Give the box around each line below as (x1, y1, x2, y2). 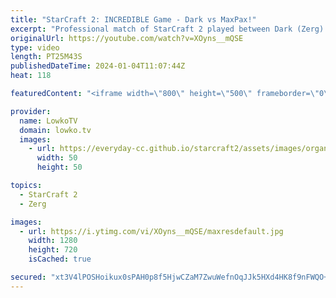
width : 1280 (28, 236, 78, 246)
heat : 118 (10, 71, 52, 81)
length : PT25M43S (10, 52, 83, 62)
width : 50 (36, 153, 78, 163)
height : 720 (28, 245, 78, 255)
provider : (10, 106, 52, 116)
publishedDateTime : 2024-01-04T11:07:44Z (10, 61, 186, 71)
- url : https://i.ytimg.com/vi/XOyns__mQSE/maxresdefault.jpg (19, 226, 284, 236)
